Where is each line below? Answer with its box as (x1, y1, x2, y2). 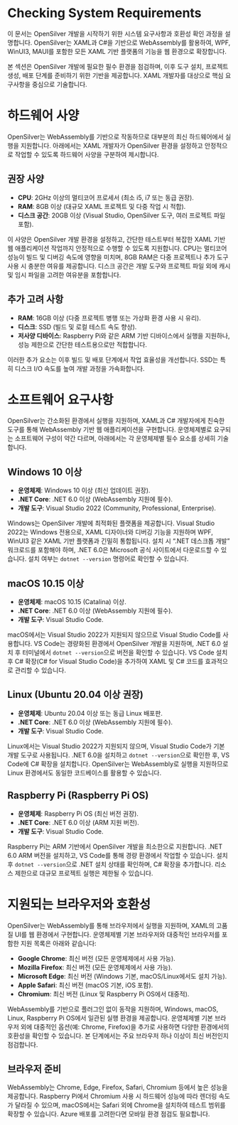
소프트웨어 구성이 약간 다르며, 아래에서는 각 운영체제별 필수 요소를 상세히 (14, 434, 216, 443)
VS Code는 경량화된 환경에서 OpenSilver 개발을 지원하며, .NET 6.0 (33, 640, 222, 648)
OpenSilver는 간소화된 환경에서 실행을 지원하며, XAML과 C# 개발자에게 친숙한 (7, 416, 225, 425)
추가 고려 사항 (7, 294, 64, 306)
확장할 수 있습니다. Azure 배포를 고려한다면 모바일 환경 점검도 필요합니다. (7, 1110, 210, 1119)
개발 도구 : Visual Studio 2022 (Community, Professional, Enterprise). (17, 504, 217, 512)
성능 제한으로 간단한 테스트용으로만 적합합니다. (17, 340, 148, 349)
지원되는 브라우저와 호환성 (7, 896, 151, 913)
